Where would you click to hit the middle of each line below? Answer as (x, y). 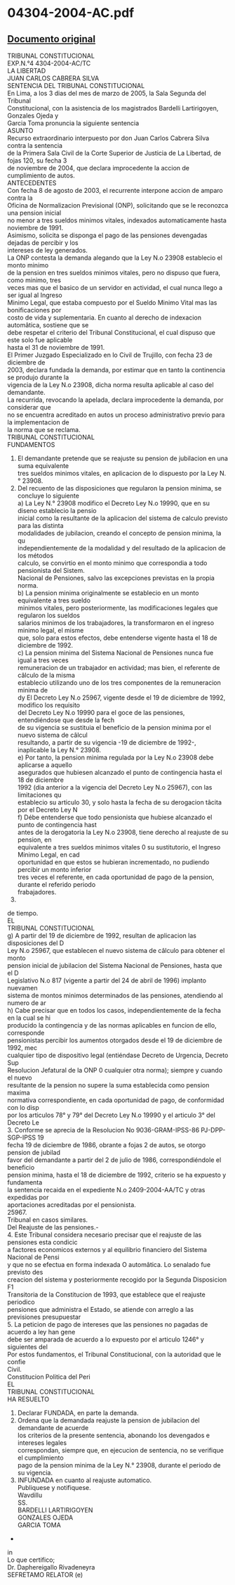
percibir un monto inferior (54, 870)
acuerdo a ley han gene (41, 1332)
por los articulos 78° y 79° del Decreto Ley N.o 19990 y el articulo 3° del (111, 1115)
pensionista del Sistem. (51, 570)
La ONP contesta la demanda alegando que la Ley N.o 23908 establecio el (115, 258)
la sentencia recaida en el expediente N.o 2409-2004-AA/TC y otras (106, 1190)
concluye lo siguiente (48, 495)
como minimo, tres (34, 280)
